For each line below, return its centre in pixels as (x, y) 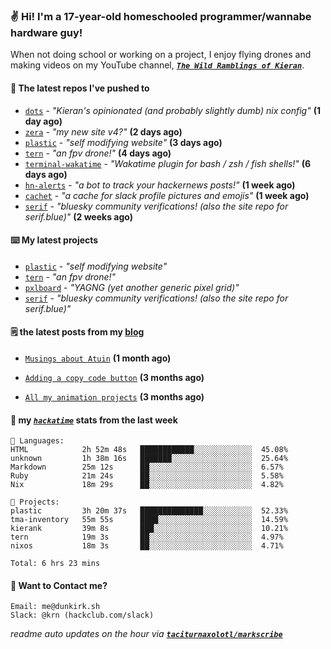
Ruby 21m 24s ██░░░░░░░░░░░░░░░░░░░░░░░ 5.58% (147, 476)
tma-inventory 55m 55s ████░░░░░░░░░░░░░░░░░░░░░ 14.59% (149, 520)
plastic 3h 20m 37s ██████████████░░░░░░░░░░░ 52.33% (149, 511)
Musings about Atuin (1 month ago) (98, 358)
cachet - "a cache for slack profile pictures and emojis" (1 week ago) (167, 195)
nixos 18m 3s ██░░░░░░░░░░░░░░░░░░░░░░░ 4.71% (147, 546)
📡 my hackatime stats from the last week (94, 420)
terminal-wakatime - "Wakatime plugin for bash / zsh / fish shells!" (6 (168, 163)
